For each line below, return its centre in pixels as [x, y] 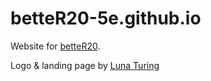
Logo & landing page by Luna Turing [85, 65]
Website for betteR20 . [55, 46]
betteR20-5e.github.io [106, 18]
